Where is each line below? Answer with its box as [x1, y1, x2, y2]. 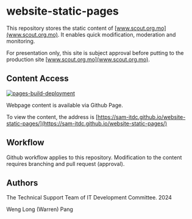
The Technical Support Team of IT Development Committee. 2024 [6, 194, 172, 201]
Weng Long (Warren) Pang [6, 206, 73, 213]
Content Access [6, 73, 69, 84]
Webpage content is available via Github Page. [6, 101, 123, 109]
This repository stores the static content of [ [6, 24, 117, 32]
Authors [6, 178, 38, 188]
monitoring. [6, 37, 35, 45]
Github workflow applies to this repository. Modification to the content [6, 154, 182, 161]
